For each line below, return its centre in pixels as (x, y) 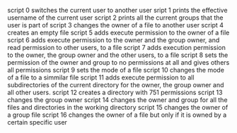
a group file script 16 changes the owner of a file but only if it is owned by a (117, 115)
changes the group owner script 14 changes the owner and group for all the (117, 100)
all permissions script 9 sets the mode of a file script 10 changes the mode (116, 70)
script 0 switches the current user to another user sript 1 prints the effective (117, 10)
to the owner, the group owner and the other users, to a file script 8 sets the (118, 55)
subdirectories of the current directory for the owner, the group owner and (116, 85)
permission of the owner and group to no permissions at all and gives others (118, 62)
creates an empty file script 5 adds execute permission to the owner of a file (118, 32)
